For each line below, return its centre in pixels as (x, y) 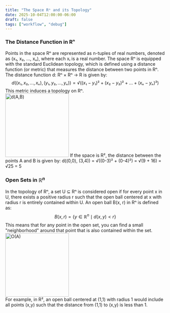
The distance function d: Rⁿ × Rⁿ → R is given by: (56, 75)
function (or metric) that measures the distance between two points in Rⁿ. (82, 69)
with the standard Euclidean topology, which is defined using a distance (80, 64)
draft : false (19, 19)
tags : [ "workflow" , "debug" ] (36, 24)
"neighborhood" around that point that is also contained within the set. (79, 230)
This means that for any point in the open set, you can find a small (74, 225)
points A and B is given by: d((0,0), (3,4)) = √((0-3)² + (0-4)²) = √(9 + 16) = (83, 160)
